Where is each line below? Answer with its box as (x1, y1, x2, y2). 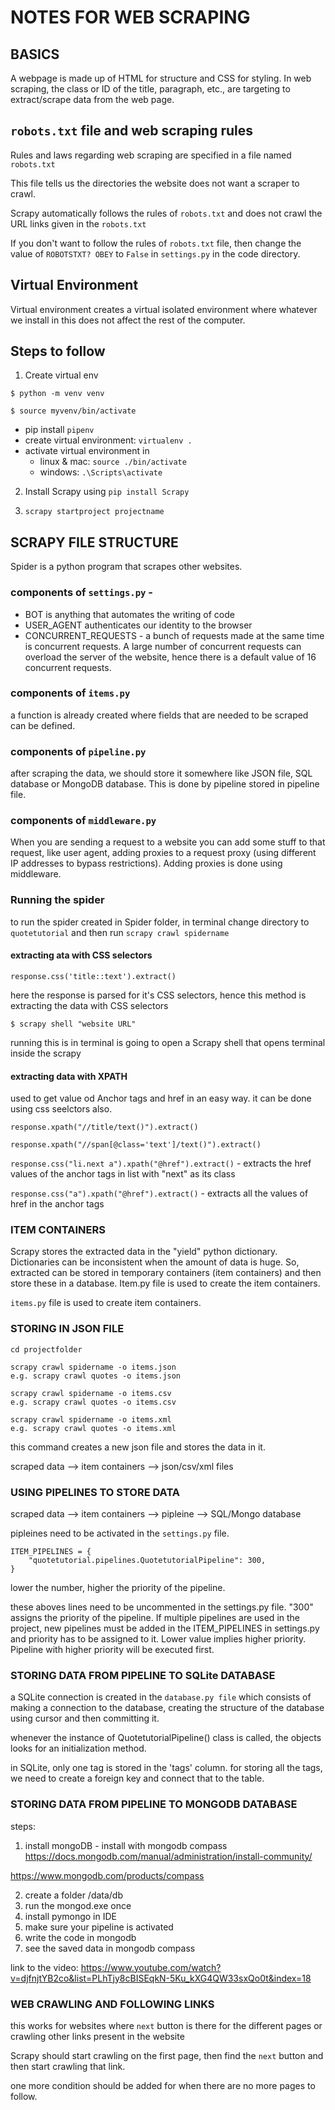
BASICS (10, 46, 60, 63)
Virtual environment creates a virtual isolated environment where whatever (10, 303, 318, 315)
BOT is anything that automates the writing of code (24, 608, 235, 620)
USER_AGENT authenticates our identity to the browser (24, 619, 253, 631)
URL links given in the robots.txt (10, 217, 147, 230)
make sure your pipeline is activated (24, 1921, 174, 1933)
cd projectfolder (10, 1344, 83, 1355)
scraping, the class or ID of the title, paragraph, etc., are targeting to (10, 83, 291, 95)
